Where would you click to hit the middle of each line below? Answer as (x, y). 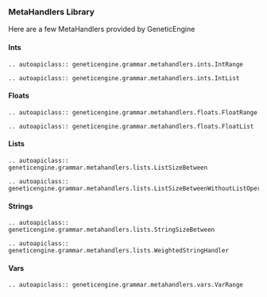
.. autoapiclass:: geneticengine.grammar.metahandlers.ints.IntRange (126, 64)
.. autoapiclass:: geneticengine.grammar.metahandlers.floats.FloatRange (133, 112)
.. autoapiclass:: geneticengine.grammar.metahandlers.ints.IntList (124, 78)
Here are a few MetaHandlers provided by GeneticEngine (102, 29)
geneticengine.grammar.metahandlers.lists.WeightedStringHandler (118, 251)
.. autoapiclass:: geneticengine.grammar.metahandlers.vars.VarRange (126, 285)
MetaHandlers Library (52, 12)
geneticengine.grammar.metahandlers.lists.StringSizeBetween (112, 230)
